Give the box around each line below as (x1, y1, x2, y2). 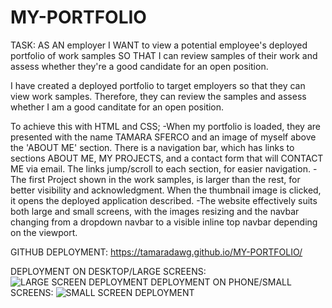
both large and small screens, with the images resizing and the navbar (10, 205, 300, 217)
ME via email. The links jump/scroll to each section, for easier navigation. (10, 162, 311, 175)
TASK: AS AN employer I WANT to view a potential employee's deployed (10, 39, 308, 51)
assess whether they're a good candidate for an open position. (10, 60, 269, 72)
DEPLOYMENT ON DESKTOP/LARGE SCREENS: (10, 265, 207, 277)
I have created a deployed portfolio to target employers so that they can (10, 79, 306, 91)
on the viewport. (10, 226, 78, 238)
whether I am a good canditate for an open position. (10, 101, 225, 113)
